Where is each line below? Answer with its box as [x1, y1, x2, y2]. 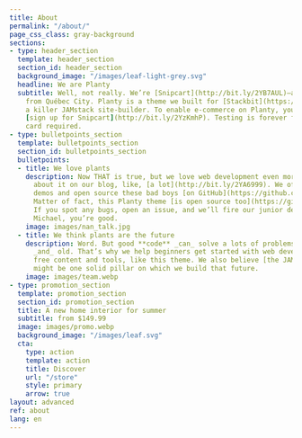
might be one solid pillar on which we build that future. [32, 264, 259, 273]
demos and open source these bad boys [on [32, 189, 195, 198]
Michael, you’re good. [32, 213, 119, 223]
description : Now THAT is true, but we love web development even [25, 172, 280, 181]
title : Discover [25, 364, 87, 373]
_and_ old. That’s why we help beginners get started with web [32, 247, 276, 256]
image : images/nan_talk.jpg [25, 222, 130, 231]
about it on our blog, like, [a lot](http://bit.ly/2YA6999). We [32, 181, 283, 190]
